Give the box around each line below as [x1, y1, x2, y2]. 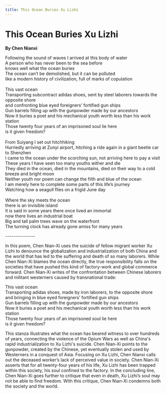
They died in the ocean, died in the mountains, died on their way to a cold [5, 165, 155, 171]
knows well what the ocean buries [5, 65, 75, 71]
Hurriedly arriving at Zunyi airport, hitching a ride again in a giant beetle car [5, 144, 159, 150]
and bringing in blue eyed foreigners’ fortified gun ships [5, 294, 119, 300]
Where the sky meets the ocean [5, 197, 70, 203]
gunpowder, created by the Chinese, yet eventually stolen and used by [5, 346, 150, 352]
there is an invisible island [5, 202, 58, 208]
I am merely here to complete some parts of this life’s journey [5, 181, 130, 187]
